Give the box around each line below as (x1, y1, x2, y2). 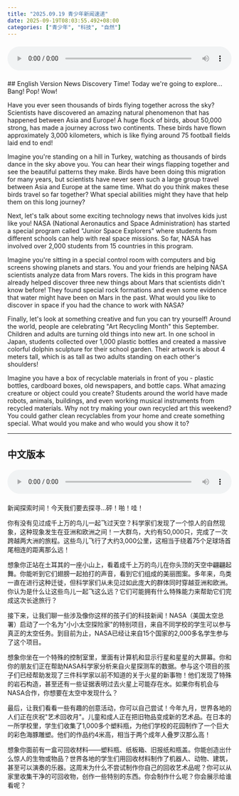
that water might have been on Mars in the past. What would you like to (7, 293, 216, 302)
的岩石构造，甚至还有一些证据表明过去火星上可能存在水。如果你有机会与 (7, 679, 219, 688)
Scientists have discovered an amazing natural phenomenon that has (7, 108, 210, 117)
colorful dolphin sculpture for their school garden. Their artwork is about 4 (7, 345, 225, 354)
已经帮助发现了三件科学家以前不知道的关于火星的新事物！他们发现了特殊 (19, 670, 232, 679)
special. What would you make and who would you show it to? (7, 419, 190, 428)
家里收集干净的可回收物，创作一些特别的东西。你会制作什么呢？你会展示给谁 (7, 772, 232, 780)
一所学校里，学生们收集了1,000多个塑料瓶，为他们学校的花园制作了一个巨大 (7, 721, 229, 730)
